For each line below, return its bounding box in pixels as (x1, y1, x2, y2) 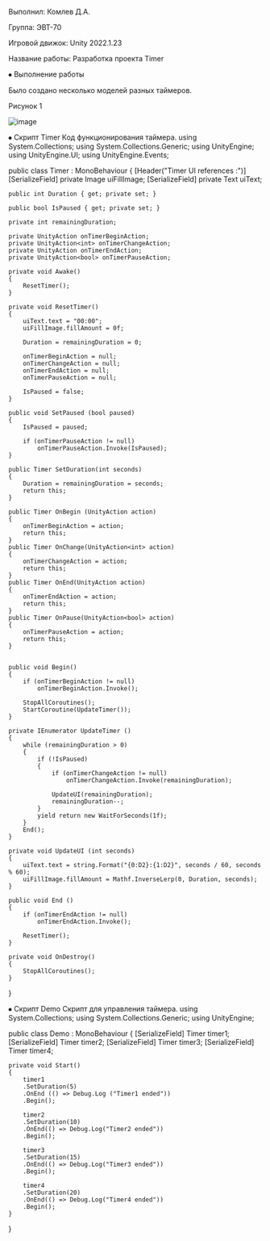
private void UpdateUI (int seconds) (8, 847, 135, 855)
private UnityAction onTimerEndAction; (8, 246, 143, 254)
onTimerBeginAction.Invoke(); (37, 685, 139, 693)
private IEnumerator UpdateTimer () (8, 727, 131, 735)
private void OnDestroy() (8, 953, 95, 961)
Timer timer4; (8, 1046, 54, 1055)
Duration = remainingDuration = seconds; (23, 480, 164, 488)
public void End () (8, 896, 74, 904)
